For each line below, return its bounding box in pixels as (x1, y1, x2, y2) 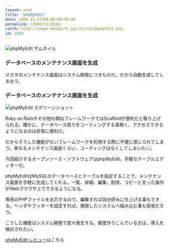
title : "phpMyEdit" (5, 12, 46, 17)
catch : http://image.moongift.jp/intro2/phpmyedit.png (5, 26, 123, 31)
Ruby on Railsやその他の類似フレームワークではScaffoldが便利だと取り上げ (5, 115, 161, 121)
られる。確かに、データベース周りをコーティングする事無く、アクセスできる (5, 121, 164, 128)
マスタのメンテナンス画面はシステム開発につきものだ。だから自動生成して (5, 72, 160, 78)
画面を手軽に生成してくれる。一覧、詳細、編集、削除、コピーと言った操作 (9, 179, 164, 185)
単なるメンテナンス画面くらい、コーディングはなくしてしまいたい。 (14, 145, 155, 151)
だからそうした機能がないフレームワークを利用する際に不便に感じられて (5, 139, 155, 145)
